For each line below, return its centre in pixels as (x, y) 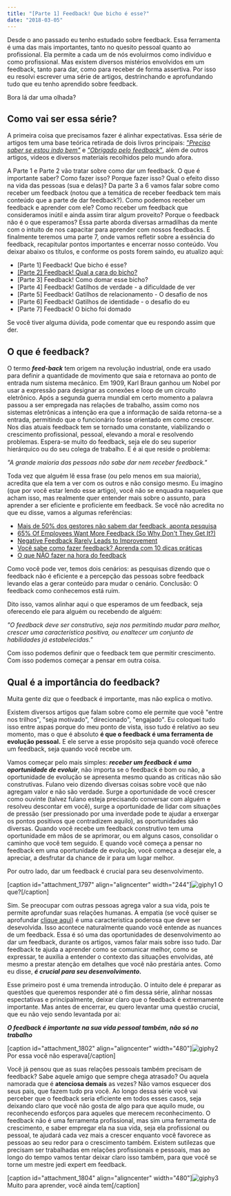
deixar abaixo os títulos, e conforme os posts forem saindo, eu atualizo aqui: (115, 252)
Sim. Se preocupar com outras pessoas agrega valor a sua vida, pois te (109, 905)
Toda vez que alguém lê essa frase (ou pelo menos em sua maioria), (104, 476)
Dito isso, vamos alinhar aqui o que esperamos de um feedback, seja (105, 604)
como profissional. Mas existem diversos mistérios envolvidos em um (106, 62)
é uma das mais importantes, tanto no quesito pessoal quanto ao (99, 47)
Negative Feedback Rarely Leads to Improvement (87, 541)
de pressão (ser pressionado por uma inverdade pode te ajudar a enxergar (113, 814)
